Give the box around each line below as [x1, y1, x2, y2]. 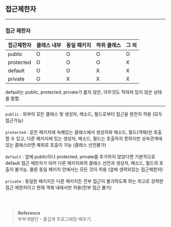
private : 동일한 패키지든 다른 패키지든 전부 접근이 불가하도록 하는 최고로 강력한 [5, 178, 164, 184]
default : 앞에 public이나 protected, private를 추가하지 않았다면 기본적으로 [5, 154, 156, 160]
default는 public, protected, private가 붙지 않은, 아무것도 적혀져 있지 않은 [5, 89, 153, 95]
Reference [17, 210, 41, 216]
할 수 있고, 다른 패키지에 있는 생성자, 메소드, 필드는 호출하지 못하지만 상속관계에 [5, 135, 163, 141]
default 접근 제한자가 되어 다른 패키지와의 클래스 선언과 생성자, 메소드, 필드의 [5, 160, 158, 166]
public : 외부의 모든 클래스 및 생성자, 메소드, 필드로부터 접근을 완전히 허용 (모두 [5, 111, 163, 117]
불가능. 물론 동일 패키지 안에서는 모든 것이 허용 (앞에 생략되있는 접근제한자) [14, 166, 163, 173]
